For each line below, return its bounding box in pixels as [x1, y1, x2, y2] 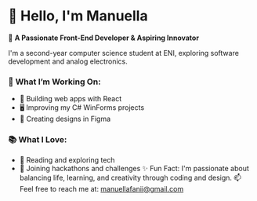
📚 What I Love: [8, 134, 67, 145]
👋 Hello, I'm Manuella [8, 7, 148, 25]
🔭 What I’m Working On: [8, 76, 101, 87]
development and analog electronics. [8, 57, 128, 66]
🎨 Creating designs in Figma [19, 114, 111, 124]
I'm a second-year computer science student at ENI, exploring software [8, 48, 239, 57]
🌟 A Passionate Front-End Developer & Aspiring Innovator [8, 33, 200, 42]
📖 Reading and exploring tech [19, 155, 115, 164]
